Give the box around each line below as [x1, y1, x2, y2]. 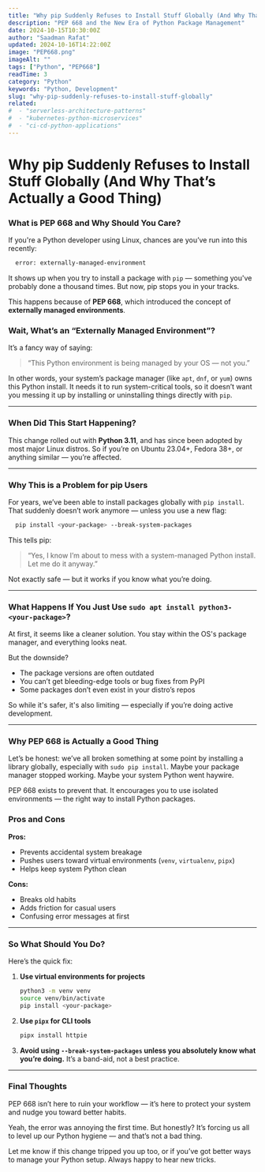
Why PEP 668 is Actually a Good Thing [8, 736, 159, 747]
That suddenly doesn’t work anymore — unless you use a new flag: [8, 506, 227, 515]
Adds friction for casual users [19, 903, 117, 912]
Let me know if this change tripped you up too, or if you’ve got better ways [8, 1146, 252, 1155]
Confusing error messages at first [19, 911, 130, 921]
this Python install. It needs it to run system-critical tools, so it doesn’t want [8, 382, 252, 392]
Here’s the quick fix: [8, 956, 73, 966]
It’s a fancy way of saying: [8, 343, 93, 352]
